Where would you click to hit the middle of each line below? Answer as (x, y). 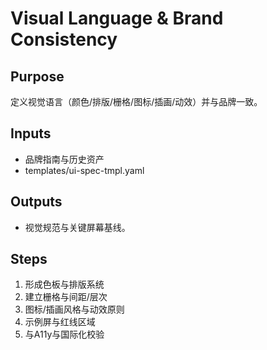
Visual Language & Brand (117, 18)
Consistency (64, 39)
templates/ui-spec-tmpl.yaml (84, 170)
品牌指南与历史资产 (64, 159)
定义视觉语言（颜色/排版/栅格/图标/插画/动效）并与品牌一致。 (136, 101)
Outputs (36, 202)
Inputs (31, 133)
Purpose (37, 76)
